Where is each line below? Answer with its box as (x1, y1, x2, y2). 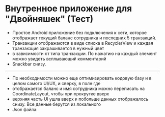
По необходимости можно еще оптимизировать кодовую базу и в (12, 75, 152, 81)
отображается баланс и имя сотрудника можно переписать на (12, 86, 145, 91)
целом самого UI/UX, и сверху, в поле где (12, 80, 101, 86)
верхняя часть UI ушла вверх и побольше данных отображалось (12, 96, 149, 102)
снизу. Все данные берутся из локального (12, 101, 101, 107)
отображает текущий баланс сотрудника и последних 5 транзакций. (12, 35, 156, 41)
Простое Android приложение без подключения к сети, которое (12, 29, 147, 35)
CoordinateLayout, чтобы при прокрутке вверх (12, 90, 110, 96)
